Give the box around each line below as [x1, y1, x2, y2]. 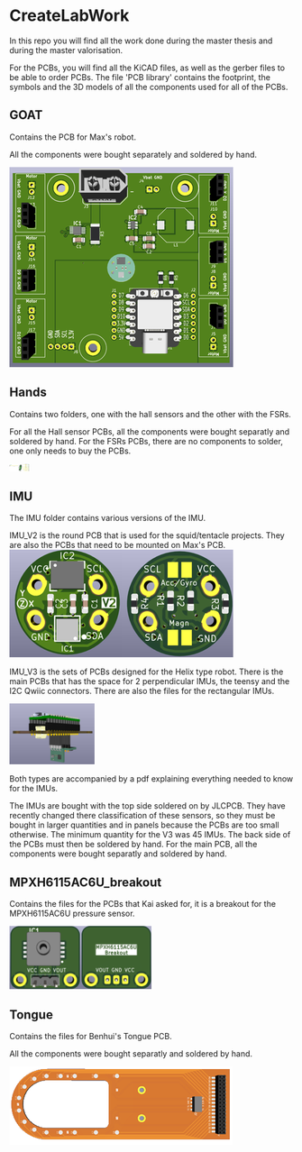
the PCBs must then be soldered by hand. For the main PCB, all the [9, 839, 258, 850]
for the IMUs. [9, 783, 59, 794]
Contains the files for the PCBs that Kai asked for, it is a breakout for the [9, 899, 277, 910]
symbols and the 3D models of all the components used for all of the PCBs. [9, 81, 288, 92]
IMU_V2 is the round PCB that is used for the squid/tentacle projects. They [9, 530, 286, 541]
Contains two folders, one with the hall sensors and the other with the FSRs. [9, 408, 291, 419]
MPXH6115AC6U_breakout [9, 874, 162, 890]
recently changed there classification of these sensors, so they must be [9, 810, 276, 821]
